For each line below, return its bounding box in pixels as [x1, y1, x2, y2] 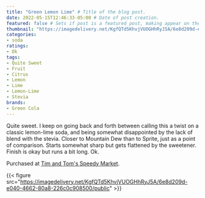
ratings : [6, 43, 29, 49]
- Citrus [6, 71, 29, 77]
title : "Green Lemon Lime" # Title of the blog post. [6, 9, 146, 15]
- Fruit [6, 65, 26, 72]
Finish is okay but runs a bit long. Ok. [6, 147, 99, 155]
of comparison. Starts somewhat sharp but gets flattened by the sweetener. [6, 141, 196, 149]
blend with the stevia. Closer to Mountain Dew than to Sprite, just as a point [6, 135, 196, 142]
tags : [6, 54, 20, 60]
